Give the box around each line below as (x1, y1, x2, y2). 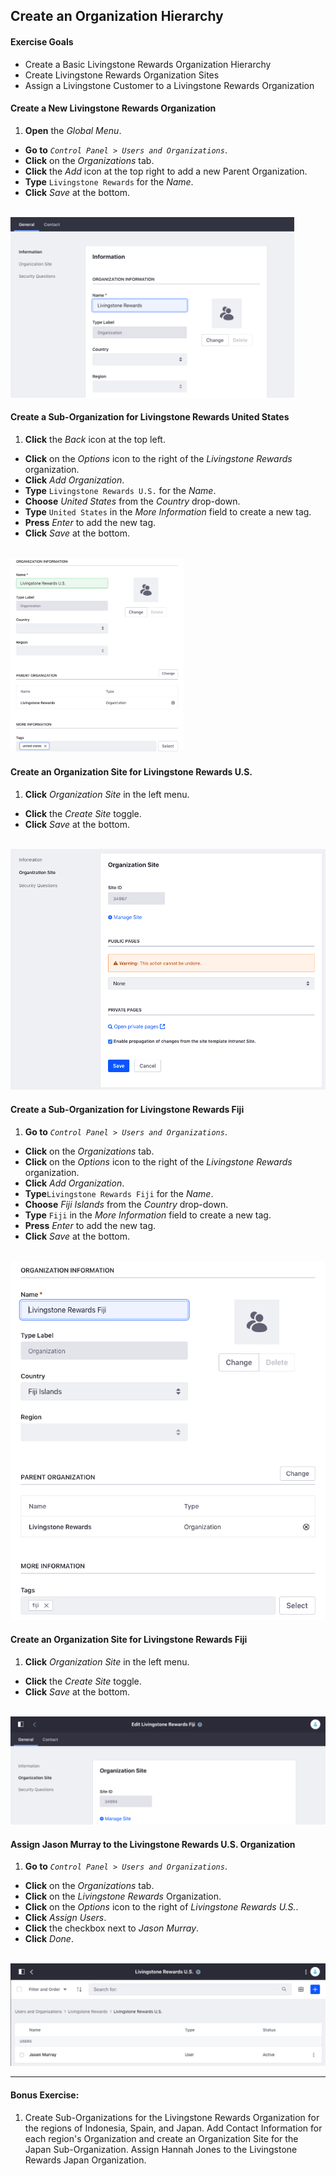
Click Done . (24, 1933, 74, 1945)
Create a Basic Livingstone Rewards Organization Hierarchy (24, 58, 272, 70)
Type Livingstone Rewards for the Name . (24, 175, 194, 188)
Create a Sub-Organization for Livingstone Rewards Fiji (10, 1104, 245, 1116)
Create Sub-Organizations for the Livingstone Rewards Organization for (24, 2111, 320, 2123)
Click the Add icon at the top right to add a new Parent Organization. (24, 165, 308, 177)
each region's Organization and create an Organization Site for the (24, 2132, 299, 2144)
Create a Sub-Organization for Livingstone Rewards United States (10, 411, 290, 423)
